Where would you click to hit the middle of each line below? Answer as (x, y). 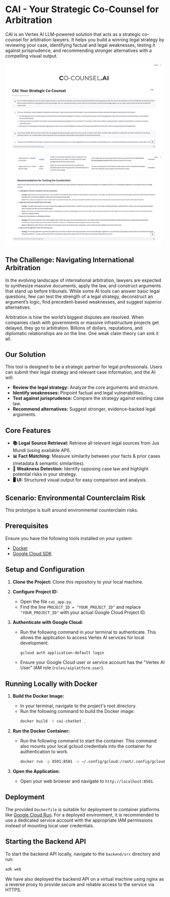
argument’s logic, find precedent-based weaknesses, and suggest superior (83, 302)
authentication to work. (44, 752)
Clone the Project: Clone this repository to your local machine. (78, 582)
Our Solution (26, 354)
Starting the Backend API (46, 842)
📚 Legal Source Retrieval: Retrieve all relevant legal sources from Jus (86, 443)
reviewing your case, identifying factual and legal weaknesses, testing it (80, 45)
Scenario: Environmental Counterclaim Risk (75, 498)
